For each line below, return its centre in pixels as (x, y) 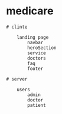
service (37, 53)
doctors (37, 58)
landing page (33, 37)
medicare (30, 11)
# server (17, 79)
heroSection (42, 48)
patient (37, 105)
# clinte (17, 27)
